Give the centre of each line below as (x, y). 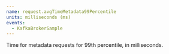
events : (16, 23)
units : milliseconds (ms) (38, 17)
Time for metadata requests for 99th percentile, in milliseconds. (85, 45)
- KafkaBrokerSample (37, 28)
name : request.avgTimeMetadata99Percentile (61, 12)
